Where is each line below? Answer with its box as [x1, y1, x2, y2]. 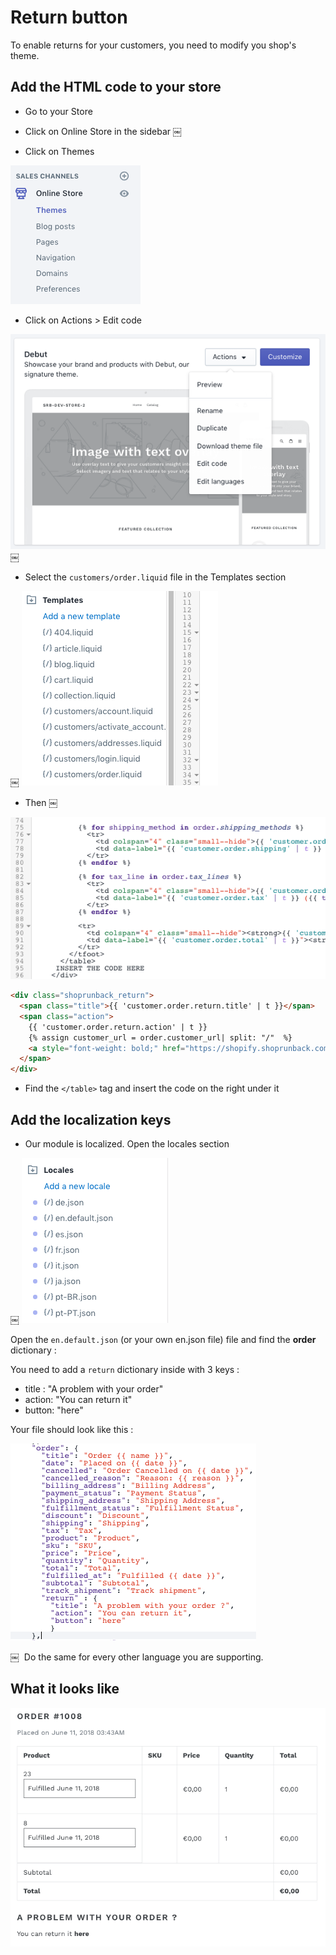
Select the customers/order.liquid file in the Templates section [24, 571, 287, 583]
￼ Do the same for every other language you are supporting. [10, 1651, 264, 1663]
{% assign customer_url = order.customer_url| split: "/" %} [28, 1032, 293, 1043]
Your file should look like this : [10, 1424, 134, 1436]
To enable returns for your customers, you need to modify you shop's [10, 39, 297, 51]
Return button [10, 6, 128, 29]
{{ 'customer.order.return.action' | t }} [28, 1022, 208, 1032]
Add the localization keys [10, 1111, 172, 1128]
